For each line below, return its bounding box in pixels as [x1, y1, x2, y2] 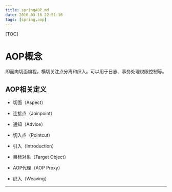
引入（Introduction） [12, 143, 57, 149]
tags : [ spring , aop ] [5, 17, 47, 22]
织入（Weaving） [12, 176, 50, 182]
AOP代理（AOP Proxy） [12, 165, 63, 171]
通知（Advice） [12, 121, 46, 127]
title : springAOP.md [5, 7, 50, 13]
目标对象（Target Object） [12, 154, 69, 160]
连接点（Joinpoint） [12, 111, 55, 117]
